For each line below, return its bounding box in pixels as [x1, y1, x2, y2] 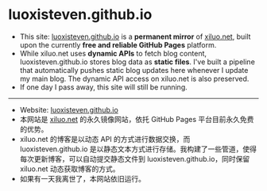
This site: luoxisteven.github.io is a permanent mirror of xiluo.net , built [19, 32, 251, 41]
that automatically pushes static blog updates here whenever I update [19, 65, 249, 74]
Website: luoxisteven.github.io [19, 105, 119, 114]
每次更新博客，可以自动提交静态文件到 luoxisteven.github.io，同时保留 [19, 154, 250, 163]
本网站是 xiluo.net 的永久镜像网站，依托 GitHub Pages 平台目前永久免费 [19, 114, 254, 124]
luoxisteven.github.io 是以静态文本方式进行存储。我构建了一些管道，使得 [19, 144, 257, 154]
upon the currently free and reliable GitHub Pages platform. [19, 40, 217, 49]
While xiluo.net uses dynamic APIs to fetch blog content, [19, 48, 207, 58]
